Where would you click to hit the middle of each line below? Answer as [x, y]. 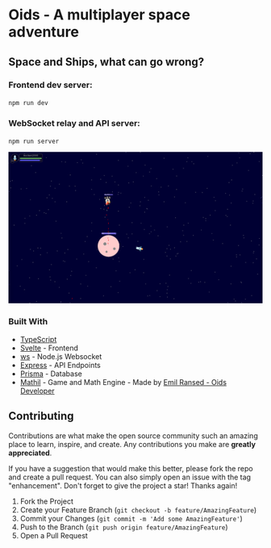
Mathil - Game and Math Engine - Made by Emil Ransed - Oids [123, 382]
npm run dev [28, 102]
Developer [37, 391]
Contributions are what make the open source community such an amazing [133, 435]
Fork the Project [47, 501]
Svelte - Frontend [49, 348]
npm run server [34, 142]
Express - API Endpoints [60, 365]
